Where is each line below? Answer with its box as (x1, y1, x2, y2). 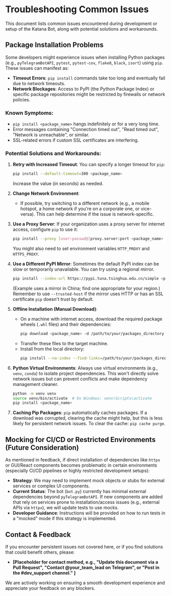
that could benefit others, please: (5, 549, 75, 555)
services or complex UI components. (12, 483, 90, 489)
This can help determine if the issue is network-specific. (36, 211, 154, 217)
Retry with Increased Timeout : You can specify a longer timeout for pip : (12, 162, 165, 168)
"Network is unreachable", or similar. (12, 132, 90, 138)
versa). (20, 211, 36, 217)
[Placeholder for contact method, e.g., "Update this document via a (12, 559, 159, 565)
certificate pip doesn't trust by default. (12, 296, 94, 302)
